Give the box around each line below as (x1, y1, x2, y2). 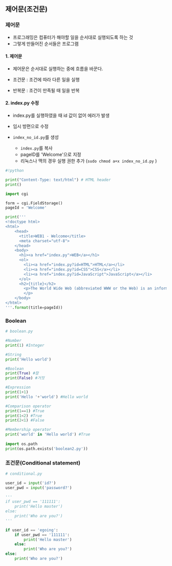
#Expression (5, 385, 31, 390)
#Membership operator (5, 427, 52, 432)
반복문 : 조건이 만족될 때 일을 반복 (12, 87, 80, 93)
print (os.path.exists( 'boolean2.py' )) (5, 446, 88, 451)
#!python (5, 168, 24, 173)
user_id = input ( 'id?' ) (5, 480, 56, 486)
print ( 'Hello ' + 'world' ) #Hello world (5, 394, 88, 400)
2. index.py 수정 (5, 100, 39, 106)
